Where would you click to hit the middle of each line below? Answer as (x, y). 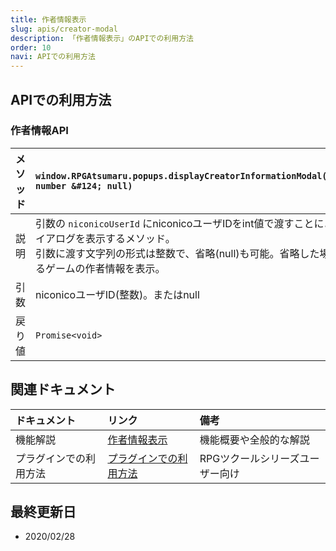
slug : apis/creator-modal (64, 29)
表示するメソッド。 (130, 238)
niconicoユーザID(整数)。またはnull (117, 294)
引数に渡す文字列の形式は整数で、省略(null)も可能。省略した (177, 253)
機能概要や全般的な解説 (254, 439)
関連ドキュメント (63, 389)
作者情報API (39, 131)
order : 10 (31, 47)
